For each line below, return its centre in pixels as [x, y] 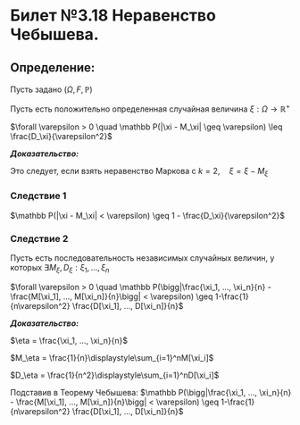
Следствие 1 [38, 196]
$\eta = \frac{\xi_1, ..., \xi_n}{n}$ [69, 340]
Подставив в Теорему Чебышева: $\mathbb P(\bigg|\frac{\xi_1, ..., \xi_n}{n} [151, 392]
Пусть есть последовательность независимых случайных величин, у [142, 258]
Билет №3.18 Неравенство [113, 16]
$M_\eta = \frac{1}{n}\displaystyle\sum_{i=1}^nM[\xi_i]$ [112, 357]
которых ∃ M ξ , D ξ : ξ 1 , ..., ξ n [60, 269]
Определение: [53, 67]
